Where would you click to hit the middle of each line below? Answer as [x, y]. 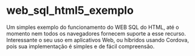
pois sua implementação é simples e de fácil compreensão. [80, 46]
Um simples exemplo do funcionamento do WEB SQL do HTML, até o [93, 27]
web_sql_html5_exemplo [70, 11]
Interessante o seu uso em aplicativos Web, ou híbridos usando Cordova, [98, 40]
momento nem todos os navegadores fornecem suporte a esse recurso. [96, 33]
